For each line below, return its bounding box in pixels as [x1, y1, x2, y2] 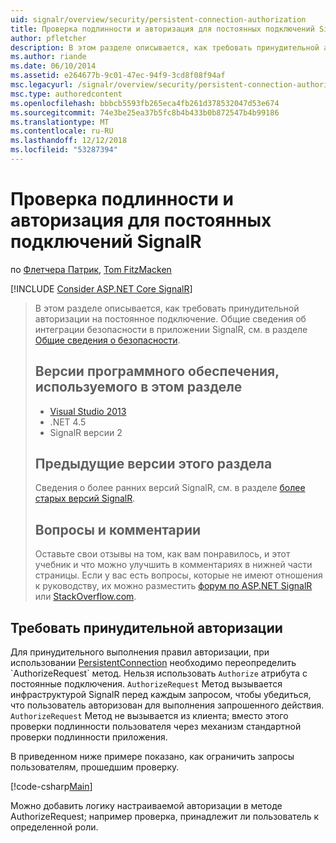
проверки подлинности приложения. [10, 731, 168, 743]
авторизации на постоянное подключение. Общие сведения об [34, 312, 307, 325]
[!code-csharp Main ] [10, 781, 93, 793]
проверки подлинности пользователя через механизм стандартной [10, 721, 302, 733]
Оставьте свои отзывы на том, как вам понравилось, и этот [34, 548, 291, 560]
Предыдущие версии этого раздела [34, 456, 273, 473]
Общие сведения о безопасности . [34, 334, 181, 346]
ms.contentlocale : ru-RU [10, 126, 114, 136]
